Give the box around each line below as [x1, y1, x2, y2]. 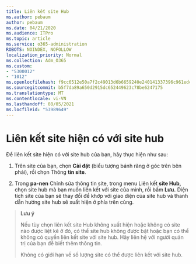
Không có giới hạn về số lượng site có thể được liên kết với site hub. [20, 251, 183, 258]
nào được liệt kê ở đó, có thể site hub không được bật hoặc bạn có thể [20, 228, 190, 235]
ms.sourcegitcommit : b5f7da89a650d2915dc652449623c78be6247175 [6, 85, 163, 91]
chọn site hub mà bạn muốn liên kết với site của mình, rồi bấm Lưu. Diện [14, 186, 188, 193]
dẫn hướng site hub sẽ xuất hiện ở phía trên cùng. [14, 198, 134, 205]
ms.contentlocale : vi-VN [6, 95, 66, 101]
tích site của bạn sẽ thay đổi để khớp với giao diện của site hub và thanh [14, 193, 188, 200]
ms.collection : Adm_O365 [6, 57, 66, 63]
